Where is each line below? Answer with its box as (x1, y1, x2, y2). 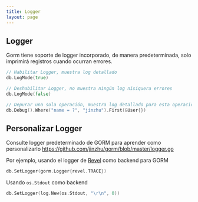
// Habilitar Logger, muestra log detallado (6, 69, 117, 76)
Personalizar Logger (6, 123, 82, 133)
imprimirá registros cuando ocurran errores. (6, 58, 113, 65)
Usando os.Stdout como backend (6, 179, 88, 186)
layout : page (6, 14, 38, 20)
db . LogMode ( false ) (6, 91, 51, 97)
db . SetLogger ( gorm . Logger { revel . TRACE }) (6, 168, 107, 174)
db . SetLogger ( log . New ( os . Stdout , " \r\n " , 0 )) (6, 190, 120, 197)
